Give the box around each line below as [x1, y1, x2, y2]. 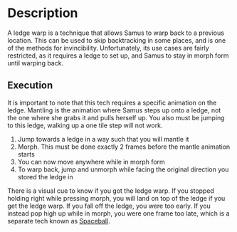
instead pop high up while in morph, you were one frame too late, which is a [7, 209, 230, 218]
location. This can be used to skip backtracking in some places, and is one [7, 36, 226, 44]
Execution [7, 80, 53, 92]
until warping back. [7, 58, 64, 67]
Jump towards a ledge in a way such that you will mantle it [17, 135, 189, 143]
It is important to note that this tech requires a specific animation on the [7, 98, 217, 107]
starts [17, 149, 36, 158]
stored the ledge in [17, 172, 73, 181]
